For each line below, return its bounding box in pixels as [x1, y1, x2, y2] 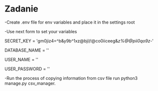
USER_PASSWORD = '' [4, 66, 50, 72]
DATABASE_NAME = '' [4, 47, 49, 53]
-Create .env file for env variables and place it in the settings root [4, 19, 135, 25]
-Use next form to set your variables [4, 28, 77, 34]
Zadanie [4, 3, 38, 14]
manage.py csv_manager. [4, 80, 56, 86]
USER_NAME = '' [4, 56, 38, 62]
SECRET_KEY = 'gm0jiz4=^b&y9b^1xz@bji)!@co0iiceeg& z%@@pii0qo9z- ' [4, 38, 154, 44]
